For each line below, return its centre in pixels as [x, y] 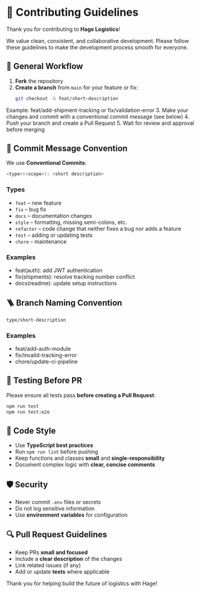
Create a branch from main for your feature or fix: [76, 87]
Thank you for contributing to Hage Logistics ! [63, 29]
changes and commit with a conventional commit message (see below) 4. [98, 116]
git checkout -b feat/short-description [66, 98]
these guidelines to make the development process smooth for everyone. [97, 47]
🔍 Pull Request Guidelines [57, 535]
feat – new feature [38, 203]
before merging [26, 129]
